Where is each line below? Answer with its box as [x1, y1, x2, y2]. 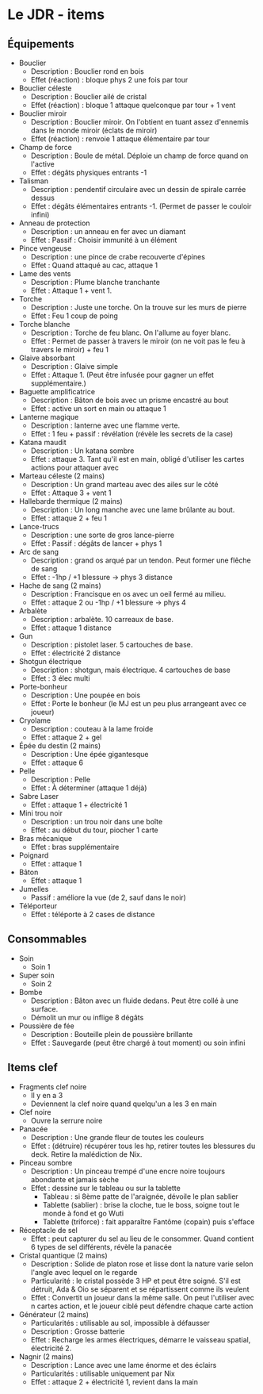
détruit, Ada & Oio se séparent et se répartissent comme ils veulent [30, 1284, 250, 1294]
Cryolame [18, 716, 51, 725]
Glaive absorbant [18, 353, 75, 363]
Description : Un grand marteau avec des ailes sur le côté [30, 480, 219, 489]
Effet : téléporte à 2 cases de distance [30, 910, 155, 919]
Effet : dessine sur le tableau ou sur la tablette [30, 1183, 181, 1192]
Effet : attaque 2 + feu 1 [30, 513, 108, 523]
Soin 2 [30, 978, 52, 989]
